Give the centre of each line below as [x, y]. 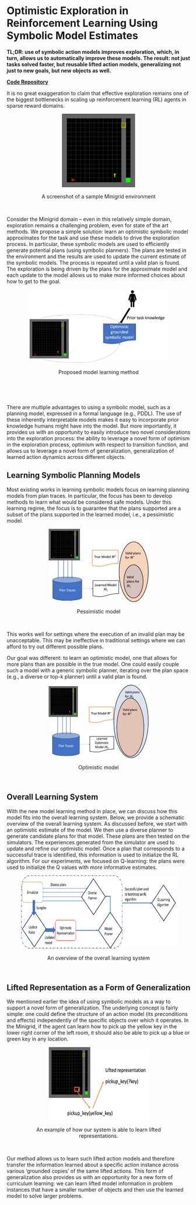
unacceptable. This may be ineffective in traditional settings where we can [96, 640]
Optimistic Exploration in [68, 11]
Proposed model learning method [99, 372]
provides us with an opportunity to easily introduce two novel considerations [99, 432]
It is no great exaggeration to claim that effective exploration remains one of [98, 93]
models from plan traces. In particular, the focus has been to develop [90, 495]
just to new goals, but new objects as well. [59, 70]
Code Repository [27, 82]
